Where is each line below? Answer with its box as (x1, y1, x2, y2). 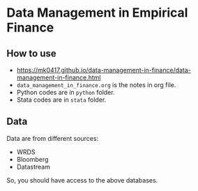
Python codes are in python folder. (16, 89, 115, 96)
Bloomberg (16, 155, 49, 163)
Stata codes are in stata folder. (16, 95, 107, 104)
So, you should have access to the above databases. (6, 176, 158, 184)
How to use (6, 47, 56, 59)
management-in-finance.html (16, 73, 102, 82)
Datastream (16, 162, 50, 171)
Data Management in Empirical (6, 5, 188, 21)
